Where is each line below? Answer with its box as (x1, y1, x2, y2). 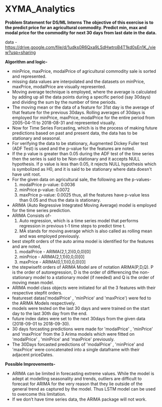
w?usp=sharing (5, 49, 36, 55)
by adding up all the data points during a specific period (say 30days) (12, 94, 151, 100)
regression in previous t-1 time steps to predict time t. (19, 223, 126, 228)
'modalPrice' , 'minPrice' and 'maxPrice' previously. (12, 336, 115, 342)
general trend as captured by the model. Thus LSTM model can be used (12, 386, 156, 391)
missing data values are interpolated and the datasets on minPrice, (12, 79, 145, 84)
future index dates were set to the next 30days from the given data (12, 315, 146, 321)
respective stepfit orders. (12, 290, 63, 295)
